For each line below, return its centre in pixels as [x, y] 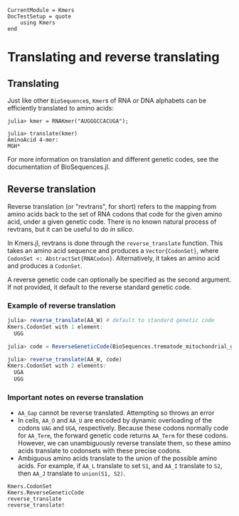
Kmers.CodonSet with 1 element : [55, 327]
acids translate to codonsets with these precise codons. [100, 451]
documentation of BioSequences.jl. [59, 167]
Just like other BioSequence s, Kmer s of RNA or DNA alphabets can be [107, 100]
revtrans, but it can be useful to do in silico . [71, 229]
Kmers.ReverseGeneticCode [46, 493]
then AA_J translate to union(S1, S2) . [71, 473]
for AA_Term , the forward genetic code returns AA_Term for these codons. [123, 435]
